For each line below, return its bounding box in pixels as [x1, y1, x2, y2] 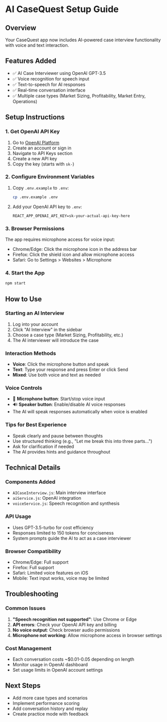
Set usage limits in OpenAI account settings [12, 667, 103, 673]
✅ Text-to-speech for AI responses [12, 81, 86, 87]
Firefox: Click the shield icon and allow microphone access [12, 251, 135, 257]
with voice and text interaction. [5, 42, 69, 48]
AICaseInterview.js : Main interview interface [12, 490, 106, 496]
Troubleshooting [5, 590, 59, 598]
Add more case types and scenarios [12, 695, 88, 701]
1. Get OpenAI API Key [5, 128, 60, 135]
